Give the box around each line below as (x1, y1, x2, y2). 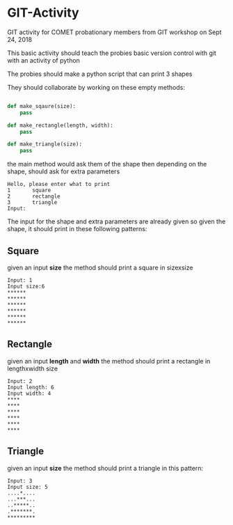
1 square (7, 187, 51, 194)
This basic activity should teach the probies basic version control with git (7, 49, 217, 57)
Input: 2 (7, 377, 33, 384)
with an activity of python (7, 56, 80, 64)
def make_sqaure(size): (7, 102, 77, 109)
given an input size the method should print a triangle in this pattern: (7, 464, 204, 472)
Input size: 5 (7, 483, 49, 490)
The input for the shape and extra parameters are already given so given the (7, 217, 226, 226)
